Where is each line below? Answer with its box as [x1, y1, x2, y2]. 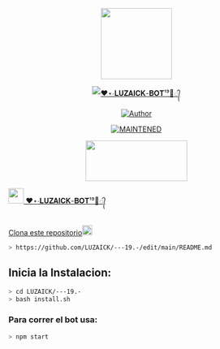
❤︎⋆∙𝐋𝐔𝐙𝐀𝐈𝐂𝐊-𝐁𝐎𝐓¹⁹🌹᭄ [25, 196, 106, 205]
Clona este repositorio [8, 228, 83, 237]
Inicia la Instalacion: [8, 266, 112, 280]
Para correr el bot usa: [8, 314, 98, 325]
